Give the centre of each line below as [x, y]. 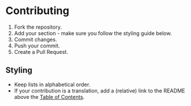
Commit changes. [35, 39]
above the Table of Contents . [49, 97]
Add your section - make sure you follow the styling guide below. [93, 33]
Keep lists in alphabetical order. [52, 84]
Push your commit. [37, 46]
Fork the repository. [38, 27]
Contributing [37, 11]
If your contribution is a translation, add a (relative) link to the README [99, 90]
